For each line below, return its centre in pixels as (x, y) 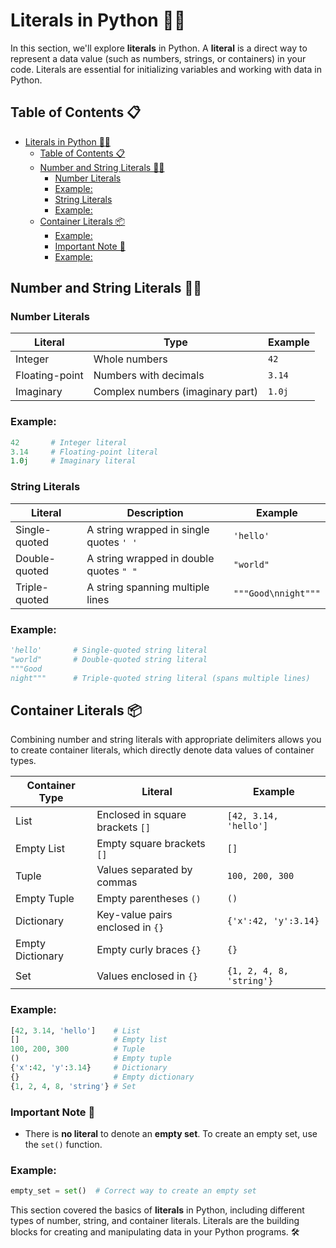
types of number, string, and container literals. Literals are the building (155, 1221)
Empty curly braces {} (149, 950)
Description (155, 512)
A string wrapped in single (148, 529)
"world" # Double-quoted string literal (109, 659)
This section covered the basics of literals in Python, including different (157, 1210)
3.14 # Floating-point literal (84, 452)
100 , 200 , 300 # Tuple (77, 1049)
